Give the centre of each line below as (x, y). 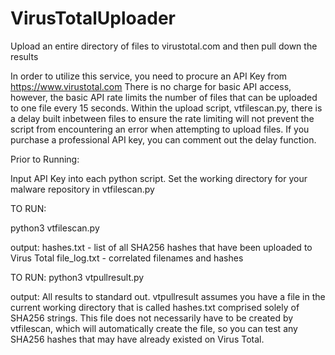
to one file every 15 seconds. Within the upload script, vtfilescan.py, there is (166, 108)
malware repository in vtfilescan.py (82, 189)
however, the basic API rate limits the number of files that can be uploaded (164, 97)
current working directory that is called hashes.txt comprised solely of (155, 307)
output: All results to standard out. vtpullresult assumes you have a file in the (168, 296)
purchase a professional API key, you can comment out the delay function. (163, 139)
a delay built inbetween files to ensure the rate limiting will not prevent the (162, 118)
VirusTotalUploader (93, 18)
